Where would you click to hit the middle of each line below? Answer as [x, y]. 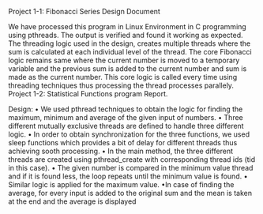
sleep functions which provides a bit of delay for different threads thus [123, 143]
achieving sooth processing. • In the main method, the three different [120, 151]
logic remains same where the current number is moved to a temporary [124, 60]
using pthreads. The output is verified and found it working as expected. [126, 35]
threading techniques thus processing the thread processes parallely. [121, 85]
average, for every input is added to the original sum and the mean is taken [130, 193]
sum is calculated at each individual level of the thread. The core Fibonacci [130, 52]
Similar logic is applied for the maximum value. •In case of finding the [121, 184]
